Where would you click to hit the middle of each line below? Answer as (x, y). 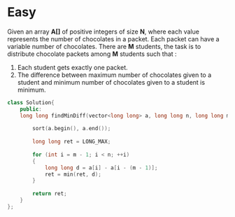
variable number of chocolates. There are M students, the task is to (104, 46)
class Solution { (31, 102)
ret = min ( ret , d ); (73, 174)
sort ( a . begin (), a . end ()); (72, 129)
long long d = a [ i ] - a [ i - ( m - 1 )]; (101, 168)
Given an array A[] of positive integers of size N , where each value (103, 31)
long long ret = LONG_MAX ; (72, 142)
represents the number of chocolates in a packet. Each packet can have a (113, 38)
